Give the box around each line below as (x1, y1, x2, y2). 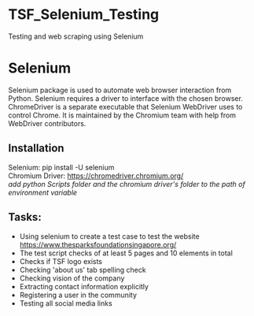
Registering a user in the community (19, 290, 138, 299)
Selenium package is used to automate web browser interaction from (8, 85, 232, 95)
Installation (8, 142, 64, 155)
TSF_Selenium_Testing (8, 6, 160, 24)
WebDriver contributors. (8, 118, 87, 128)
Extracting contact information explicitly (19, 281, 149, 291)
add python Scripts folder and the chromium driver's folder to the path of (8, 179, 245, 188)
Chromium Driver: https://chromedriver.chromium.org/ (8, 171, 184, 180)
